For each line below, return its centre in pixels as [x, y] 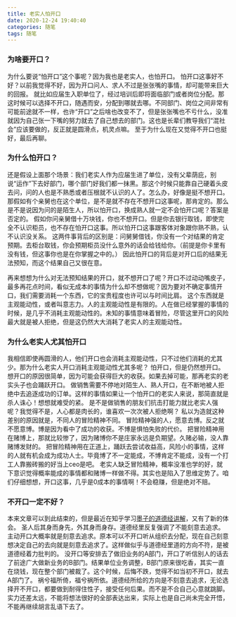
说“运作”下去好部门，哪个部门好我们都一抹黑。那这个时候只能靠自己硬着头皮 [118, 183]
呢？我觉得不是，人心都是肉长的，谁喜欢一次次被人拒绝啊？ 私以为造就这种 [116, 411]
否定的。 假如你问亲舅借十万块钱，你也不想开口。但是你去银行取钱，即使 [113, 219]
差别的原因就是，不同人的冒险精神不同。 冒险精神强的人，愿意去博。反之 [113, 420]
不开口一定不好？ [36, 502]
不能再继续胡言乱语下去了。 [47, 606]
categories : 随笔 [32, 27]
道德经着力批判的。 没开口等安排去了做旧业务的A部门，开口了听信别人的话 [115, 554]
